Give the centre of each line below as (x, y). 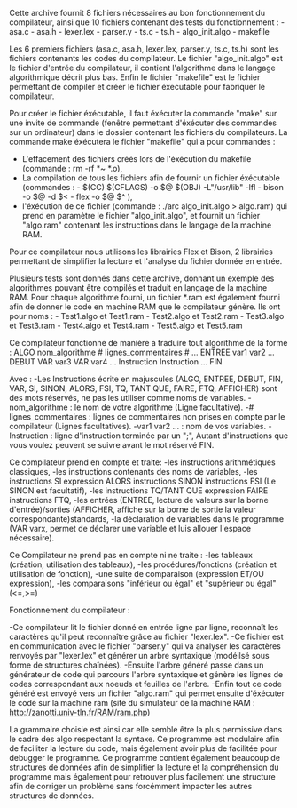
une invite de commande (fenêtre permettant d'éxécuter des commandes (143, 123)
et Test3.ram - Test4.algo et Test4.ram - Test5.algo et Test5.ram (126, 325)
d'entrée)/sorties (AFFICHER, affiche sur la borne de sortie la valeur (133, 509)
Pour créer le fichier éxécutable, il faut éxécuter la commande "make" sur (143, 113)
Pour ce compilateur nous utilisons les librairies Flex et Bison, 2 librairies (141, 252)
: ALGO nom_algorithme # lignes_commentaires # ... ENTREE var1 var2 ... (142, 352)
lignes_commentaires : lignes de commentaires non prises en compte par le (147, 416)
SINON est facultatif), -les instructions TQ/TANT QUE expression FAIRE (139, 491)
